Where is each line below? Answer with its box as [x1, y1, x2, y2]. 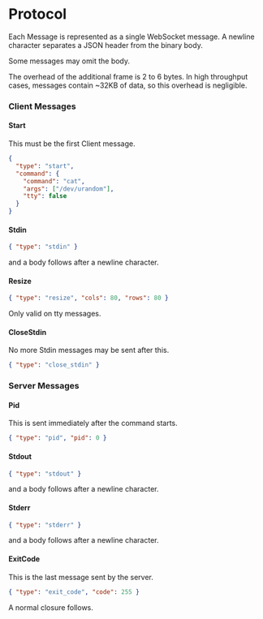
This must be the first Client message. [8, 139, 136, 148]
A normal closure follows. [8, 602, 93, 613]
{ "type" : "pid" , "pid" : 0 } [8, 434, 107, 442]
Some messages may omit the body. [8, 56, 131, 66]
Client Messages [8, 101, 76, 112]
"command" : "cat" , [23, 177, 85, 185]
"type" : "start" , [15, 161, 75, 170]
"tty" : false [23, 192, 67, 200]
